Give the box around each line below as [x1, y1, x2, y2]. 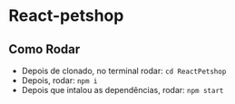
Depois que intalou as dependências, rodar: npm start [21, 85, 224, 95]
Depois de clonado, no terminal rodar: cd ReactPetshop [21, 65, 227, 76]
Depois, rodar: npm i [21, 75, 98, 86]
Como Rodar [8, 42, 81, 57]
